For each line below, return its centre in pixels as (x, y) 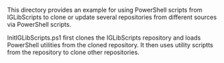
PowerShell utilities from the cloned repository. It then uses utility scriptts (110, 45)
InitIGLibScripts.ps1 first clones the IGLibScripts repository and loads (104, 38)
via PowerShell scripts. (39, 24)
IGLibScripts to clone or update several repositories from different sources (112, 17)
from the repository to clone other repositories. (73, 52)
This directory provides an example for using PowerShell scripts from (105, 10)
